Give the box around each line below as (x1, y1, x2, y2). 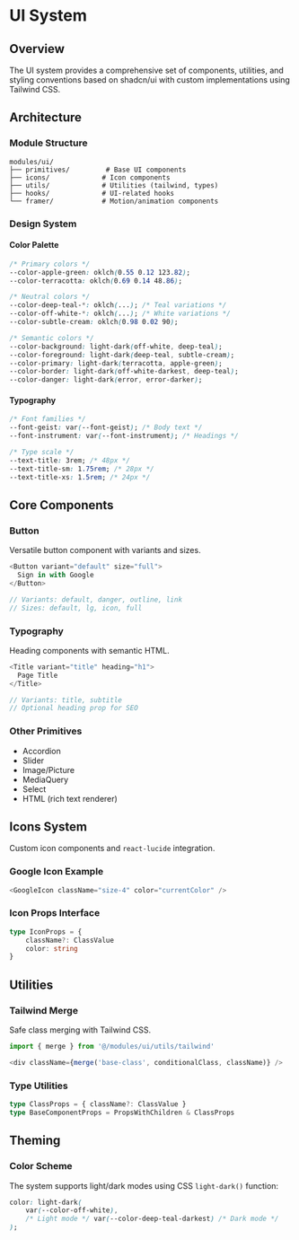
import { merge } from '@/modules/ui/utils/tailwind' (9, 1042, 215, 1051)
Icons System (9, 819, 88, 834)
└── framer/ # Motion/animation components (9, 197, 219, 206)
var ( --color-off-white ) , (25, 1206, 119, 1215)
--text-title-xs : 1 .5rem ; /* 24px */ (9, 472, 151, 481)
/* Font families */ (9, 415, 87, 424)
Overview (9, 41, 66, 57)
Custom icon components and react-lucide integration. (9, 843, 215, 854)
